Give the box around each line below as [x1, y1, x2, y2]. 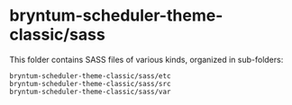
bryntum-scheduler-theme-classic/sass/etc [9, 71, 171, 81]
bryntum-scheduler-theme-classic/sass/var [9, 87, 171, 96]
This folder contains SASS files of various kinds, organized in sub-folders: [9, 54, 284, 65]
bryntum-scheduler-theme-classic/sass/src [9, 79, 171, 88]
